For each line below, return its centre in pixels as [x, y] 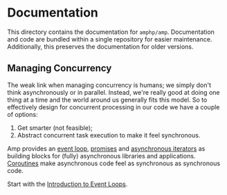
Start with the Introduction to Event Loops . [67, 184]
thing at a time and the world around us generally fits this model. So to [107, 100]
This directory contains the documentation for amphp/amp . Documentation [111, 32]
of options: [22, 114]
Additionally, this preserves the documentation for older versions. [100, 46]
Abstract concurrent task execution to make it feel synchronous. [109, 135]
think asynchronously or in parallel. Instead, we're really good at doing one [113, 92]
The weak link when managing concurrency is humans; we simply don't [109, 85]
